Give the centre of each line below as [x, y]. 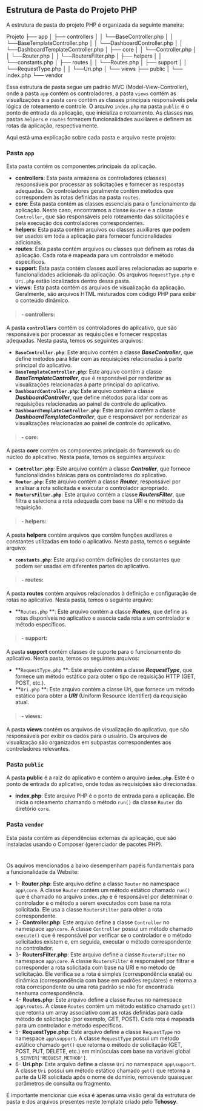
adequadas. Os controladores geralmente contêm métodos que [94, 190]
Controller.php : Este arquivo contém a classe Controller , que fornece [103, 469]
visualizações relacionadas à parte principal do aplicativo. [87, 384]
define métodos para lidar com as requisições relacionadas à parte [98, 359]
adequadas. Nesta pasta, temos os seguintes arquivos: [75, 341]
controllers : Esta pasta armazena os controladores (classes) [91, 178]
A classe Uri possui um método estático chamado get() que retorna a [102, 1070]
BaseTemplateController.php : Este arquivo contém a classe [88, 372]
